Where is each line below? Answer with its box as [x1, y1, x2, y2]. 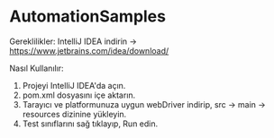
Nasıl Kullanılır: [9, 63, 65, 73]
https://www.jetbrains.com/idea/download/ [9, 45, 169, 56]
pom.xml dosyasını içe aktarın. [22, 90, 136, 100]
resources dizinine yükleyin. [22, 108, 127, 119]
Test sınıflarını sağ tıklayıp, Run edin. [22, 118, 159, 129]
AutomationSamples [9, 6, 167, 27]
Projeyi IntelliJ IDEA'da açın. [22, 80, 126, 91]
